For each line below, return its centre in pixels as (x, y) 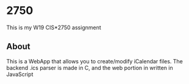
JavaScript (20, 74)
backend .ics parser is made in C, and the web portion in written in (90, 68)
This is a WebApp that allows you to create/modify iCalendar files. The (94, 61)
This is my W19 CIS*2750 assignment (54, 27)
